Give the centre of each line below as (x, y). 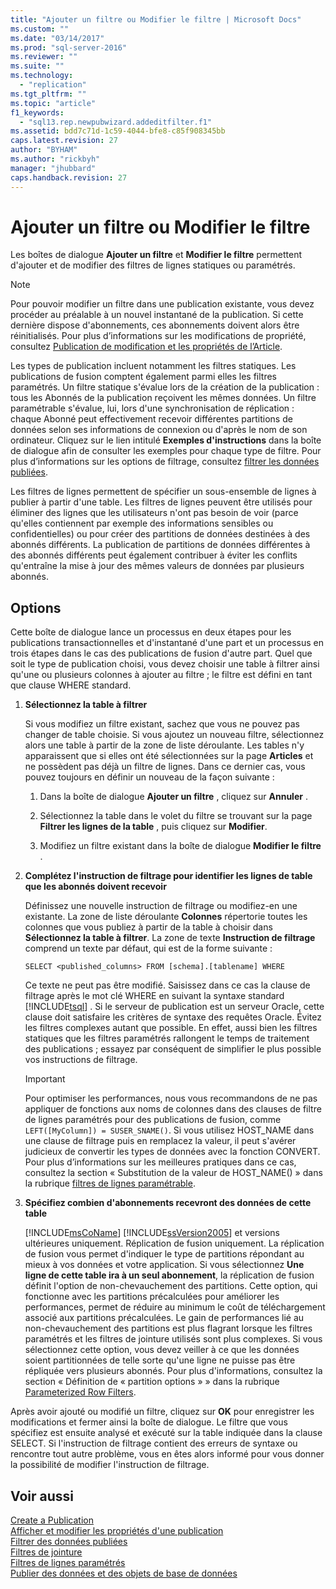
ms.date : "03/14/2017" (57, 38)
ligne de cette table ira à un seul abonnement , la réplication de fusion (169, 1275)
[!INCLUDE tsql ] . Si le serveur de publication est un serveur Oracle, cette (174, 1007)
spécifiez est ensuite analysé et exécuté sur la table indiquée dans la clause (166, 1433)
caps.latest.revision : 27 (64, 141)
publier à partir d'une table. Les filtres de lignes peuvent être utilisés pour (161, 502)
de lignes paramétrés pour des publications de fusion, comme (153, 1120)
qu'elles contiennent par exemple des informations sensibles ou (142, 523)
